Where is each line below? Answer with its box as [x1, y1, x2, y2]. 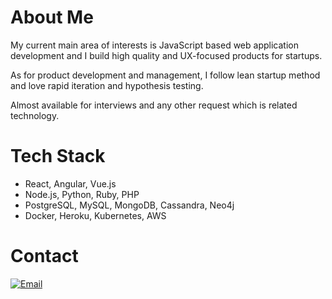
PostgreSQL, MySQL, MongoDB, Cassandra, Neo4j [24, 199, 235, 211]
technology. [10, 109, 60, 121]
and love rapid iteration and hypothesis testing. [10, 79, 204, 91]
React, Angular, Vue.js [24, 177, 117, 190]
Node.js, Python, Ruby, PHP [24, 188, 140, 200]
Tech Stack [10, 145, 106, 168]
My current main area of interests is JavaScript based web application [10, 39, 299, 51]
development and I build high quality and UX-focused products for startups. [10, 49, 323, 61]
